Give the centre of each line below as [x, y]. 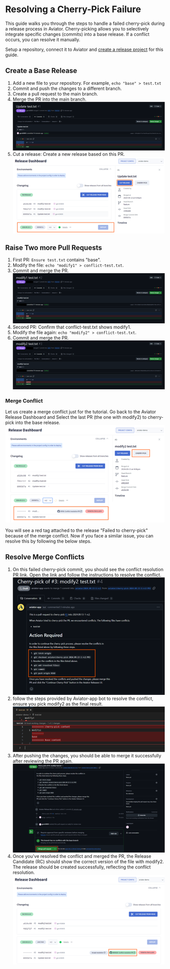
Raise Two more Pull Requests [54, 247]
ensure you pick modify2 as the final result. [58, 704]
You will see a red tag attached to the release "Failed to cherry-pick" [77, 530]
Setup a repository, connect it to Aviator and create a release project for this [84, 49]
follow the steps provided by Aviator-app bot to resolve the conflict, [83, 698]
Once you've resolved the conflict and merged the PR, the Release [82, 856]
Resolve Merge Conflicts [45, 557]
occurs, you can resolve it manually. [43, 40]
